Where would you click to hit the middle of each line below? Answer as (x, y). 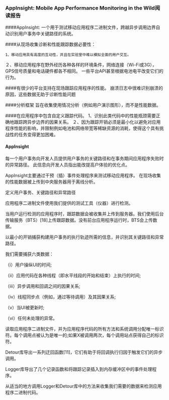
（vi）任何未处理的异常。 (31, 318)
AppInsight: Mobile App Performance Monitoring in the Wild (80, 8)
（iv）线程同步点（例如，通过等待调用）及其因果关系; (61, 297)
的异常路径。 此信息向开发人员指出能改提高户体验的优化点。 (67, 165)
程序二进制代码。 (23, 392)
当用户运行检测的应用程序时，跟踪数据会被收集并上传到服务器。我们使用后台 (84, 214)
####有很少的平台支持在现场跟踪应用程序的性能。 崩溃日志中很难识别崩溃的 (84, 88)
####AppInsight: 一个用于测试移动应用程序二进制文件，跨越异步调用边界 (80, 27)
